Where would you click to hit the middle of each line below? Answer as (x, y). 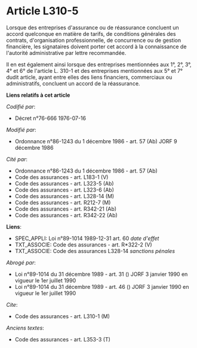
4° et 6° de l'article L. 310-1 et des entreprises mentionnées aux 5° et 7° (95, 70)
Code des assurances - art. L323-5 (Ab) (64, 183)
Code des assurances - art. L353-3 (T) (62, 339)
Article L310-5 (42, 11)
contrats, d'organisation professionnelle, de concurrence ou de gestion (93, 40)
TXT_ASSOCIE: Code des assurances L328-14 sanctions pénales (95, 251)
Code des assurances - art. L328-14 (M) (64, 196)
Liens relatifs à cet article (38, 95)
